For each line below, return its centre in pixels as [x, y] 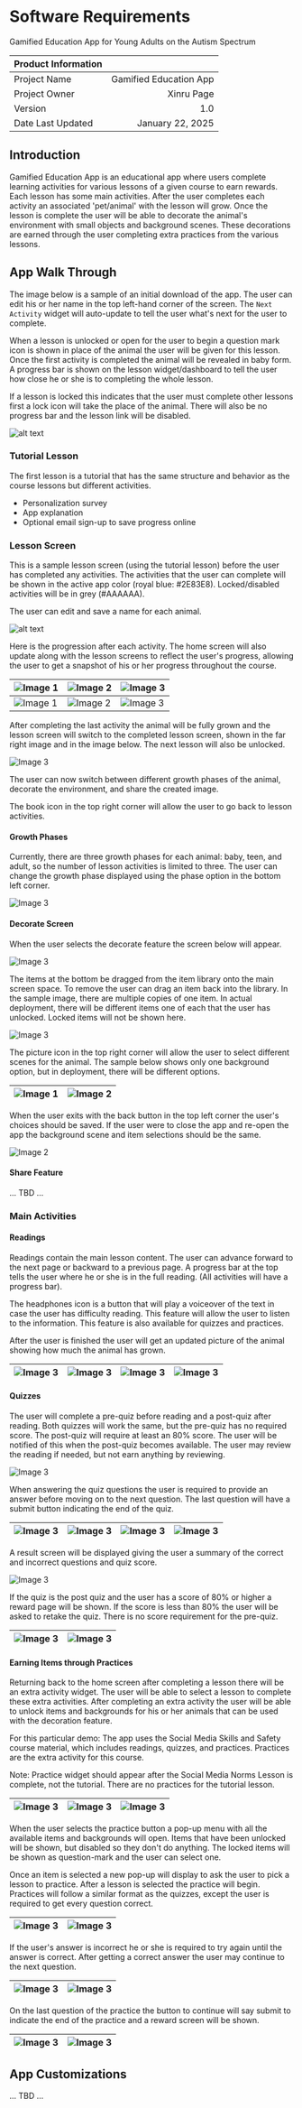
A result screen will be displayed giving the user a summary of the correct [146, 1553]
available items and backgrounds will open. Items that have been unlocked [148, 1838]
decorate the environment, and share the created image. [114, 789]
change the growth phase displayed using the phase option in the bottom [145, 876]
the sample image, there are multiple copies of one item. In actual [131, 998]
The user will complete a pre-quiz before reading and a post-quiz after [141, 1416]
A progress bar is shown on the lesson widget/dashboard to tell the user [143, 369]
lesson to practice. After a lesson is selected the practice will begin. [135, 1884]
